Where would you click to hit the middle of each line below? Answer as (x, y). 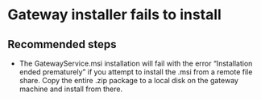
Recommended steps (62, 44)
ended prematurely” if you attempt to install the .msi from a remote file (136, 72)
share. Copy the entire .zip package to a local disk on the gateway (129, 80)
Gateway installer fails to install (115, 15)
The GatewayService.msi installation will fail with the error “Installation (136, 63)
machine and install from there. (70, 89)
